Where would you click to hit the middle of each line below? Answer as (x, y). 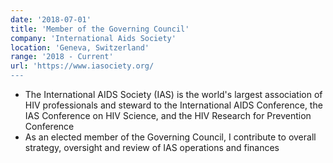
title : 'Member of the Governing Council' (100, 29)
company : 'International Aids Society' (93, 38)
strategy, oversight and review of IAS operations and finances (152, 147)
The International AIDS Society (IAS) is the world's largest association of (173, 94)
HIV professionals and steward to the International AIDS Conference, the (173, 105)
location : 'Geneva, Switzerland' (80, 47)
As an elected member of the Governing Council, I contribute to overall (170, 137)
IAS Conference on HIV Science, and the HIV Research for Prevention (168, 115)
